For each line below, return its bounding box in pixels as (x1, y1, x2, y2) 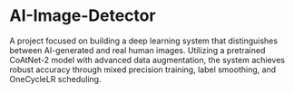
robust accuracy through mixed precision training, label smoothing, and (9, 64, 277, 75)
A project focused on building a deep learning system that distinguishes (9, 35, 279, 46)
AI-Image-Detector (9, 5, 156, 26)
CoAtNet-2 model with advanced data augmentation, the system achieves (9, 54, 286, 65)
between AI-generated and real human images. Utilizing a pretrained (9, 44, 266, 55)
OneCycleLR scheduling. (9, 73, 102, 84)
